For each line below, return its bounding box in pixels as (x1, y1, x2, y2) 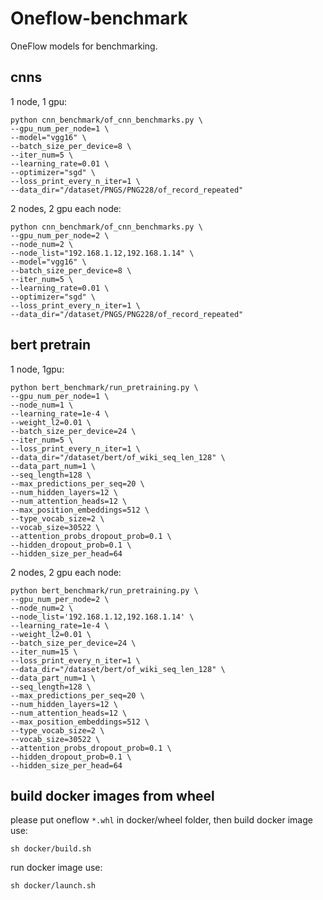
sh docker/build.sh (10, 844, 92, 854)
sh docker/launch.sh (10, 881, 97, 891)
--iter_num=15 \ (10, 647, 78, 657)
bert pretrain (10, 337, 92, 354)
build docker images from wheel (10, 787, 215, 804)
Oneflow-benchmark (10, 7, 188, 30)
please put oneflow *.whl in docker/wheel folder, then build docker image (10, 814, 313, 826)
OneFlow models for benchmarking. (10, 40, 158, 52)
